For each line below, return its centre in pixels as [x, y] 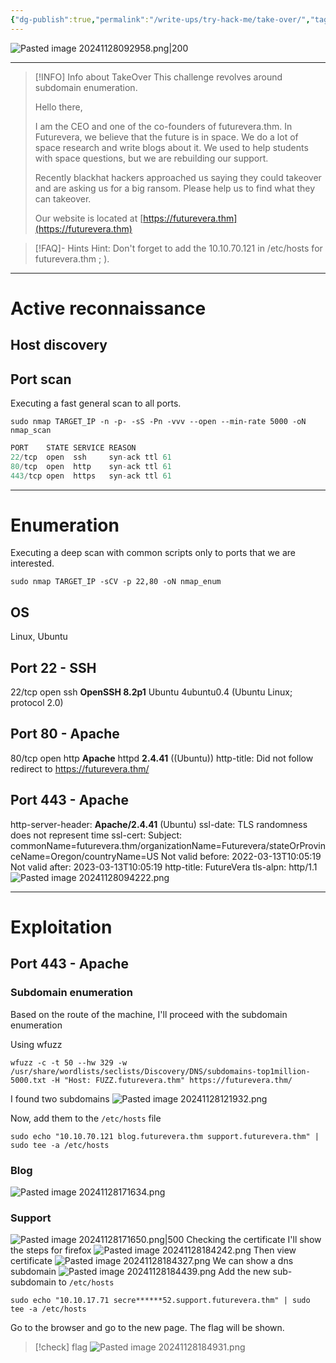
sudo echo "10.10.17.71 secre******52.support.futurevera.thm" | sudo [160, 1301]
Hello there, [58, 107]
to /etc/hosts [86, 1282]
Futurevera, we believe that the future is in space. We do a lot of [166, 137]
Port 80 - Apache [65, 734]
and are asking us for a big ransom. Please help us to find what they [175, 188]
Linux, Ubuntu [39, 637]
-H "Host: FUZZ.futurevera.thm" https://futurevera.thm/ [171, 1080]
